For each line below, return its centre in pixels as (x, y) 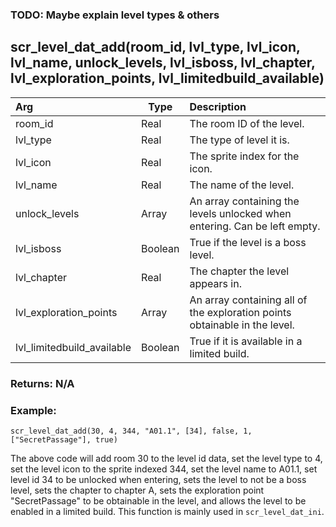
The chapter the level (239, 271)
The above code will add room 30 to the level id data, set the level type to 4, (166, 458)
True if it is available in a (246, 341)
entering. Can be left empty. (255, 226)
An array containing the (244, 201)
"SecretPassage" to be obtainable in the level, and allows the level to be (158, 500)
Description (218, 106)
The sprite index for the (244, 156)
